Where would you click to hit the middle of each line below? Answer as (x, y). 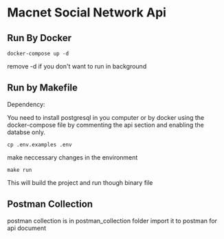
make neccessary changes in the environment (72, 157)
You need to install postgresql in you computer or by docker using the (106, 117)
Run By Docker (40, 38)
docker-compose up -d (38, 53)
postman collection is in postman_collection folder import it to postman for (112, 221)
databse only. (26, 132)
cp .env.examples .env (40, 144)
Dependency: (26, 104)
